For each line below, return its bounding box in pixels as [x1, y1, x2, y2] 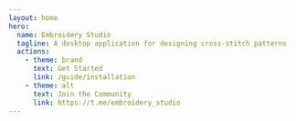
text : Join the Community [32, 89, 132, 98]
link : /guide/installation [32, 73, 136, 82]
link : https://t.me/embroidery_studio [32, 97, 181, 107]
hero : [8, 22, 29, 31]
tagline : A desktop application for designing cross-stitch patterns [16, 38, 287, 48]
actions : [16, 47, 50, 56]
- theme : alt [25, 81, 75, 90]
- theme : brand [25, 55, 83, 65]
